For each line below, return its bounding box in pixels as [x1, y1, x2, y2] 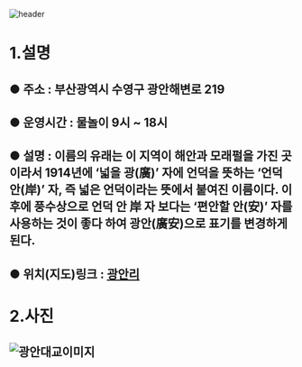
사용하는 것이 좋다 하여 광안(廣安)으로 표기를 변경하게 [9, 216, 288, 232]
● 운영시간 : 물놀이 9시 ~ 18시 [9, 115, 169, 130]
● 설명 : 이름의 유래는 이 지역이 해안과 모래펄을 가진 [9, 149, 279, 164]
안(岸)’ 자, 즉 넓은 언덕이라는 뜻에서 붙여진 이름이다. [9, 182, 279, 197]
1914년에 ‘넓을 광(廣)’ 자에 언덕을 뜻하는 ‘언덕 [44, 165, 283, 180]
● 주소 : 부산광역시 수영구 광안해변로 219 [9, 81, 225, 96]
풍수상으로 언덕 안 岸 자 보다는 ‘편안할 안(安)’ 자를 [33, 199, 293, 215]
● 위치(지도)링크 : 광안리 [9, 266, 140, 281]
